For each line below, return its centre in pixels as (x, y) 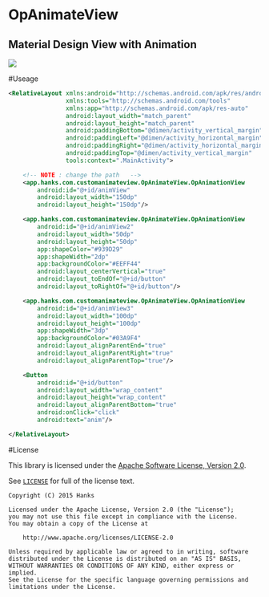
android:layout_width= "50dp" (86, 234)
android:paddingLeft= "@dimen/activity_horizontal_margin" (164, 138)
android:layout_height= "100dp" (89, 323)
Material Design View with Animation (103, 45)
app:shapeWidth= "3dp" (73, 331)
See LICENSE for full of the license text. (71, 481)
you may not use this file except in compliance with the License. (123, 516)
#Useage (23, 79)
